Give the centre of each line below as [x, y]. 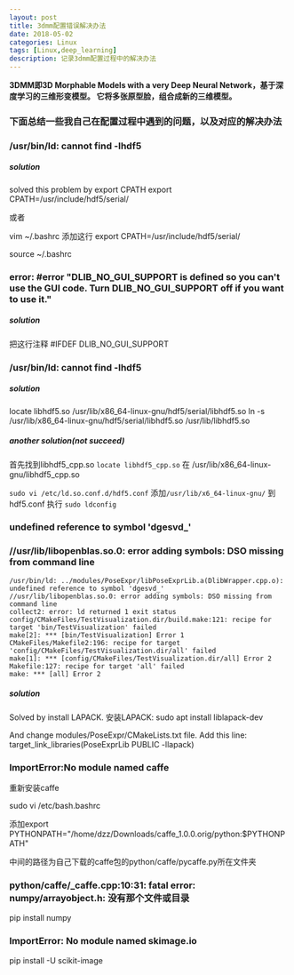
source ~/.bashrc [41, 253]
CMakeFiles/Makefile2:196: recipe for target [95, 643]
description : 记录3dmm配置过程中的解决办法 [83, 59]
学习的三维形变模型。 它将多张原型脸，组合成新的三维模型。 [127, 96]
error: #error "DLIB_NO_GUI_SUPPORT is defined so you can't [145, 276]
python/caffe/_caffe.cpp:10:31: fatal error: [103, 885]
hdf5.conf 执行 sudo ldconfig [63, 504]
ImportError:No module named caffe [89, 767]
